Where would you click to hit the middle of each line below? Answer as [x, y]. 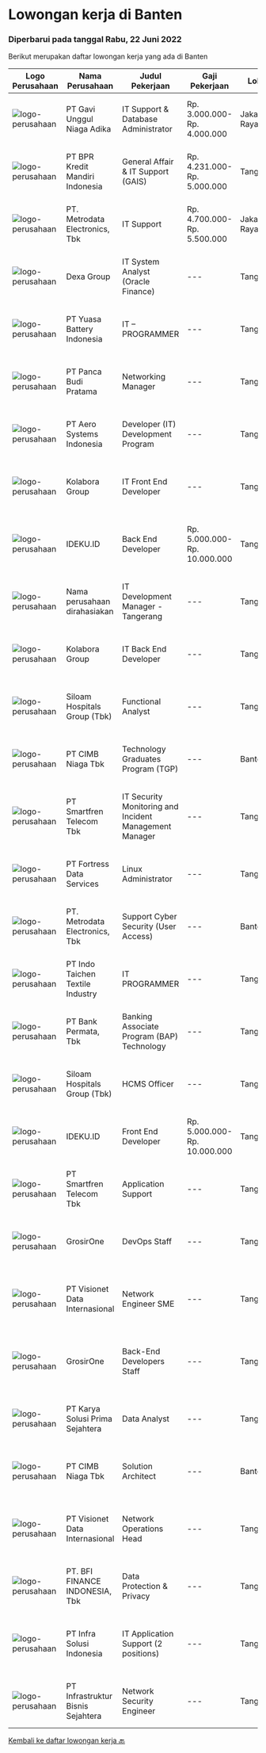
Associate [141, 1026]
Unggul [80, 119]
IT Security [142, 796]
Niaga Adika [89, 129]
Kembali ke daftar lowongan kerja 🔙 [66, 1740]
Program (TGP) [150, 769]
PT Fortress [87, 864]
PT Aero [81, 424]
